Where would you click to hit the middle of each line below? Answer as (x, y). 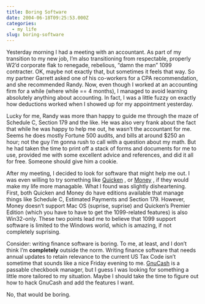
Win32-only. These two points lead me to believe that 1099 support (91, 219)
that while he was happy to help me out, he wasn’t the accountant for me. (99, 129)
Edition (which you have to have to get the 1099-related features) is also (97, 212)
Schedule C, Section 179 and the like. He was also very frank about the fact (101, 122)
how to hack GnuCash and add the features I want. (70, 283)
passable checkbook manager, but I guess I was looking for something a (98, 270)
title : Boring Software (37, 12)
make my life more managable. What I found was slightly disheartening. (96, 187)
